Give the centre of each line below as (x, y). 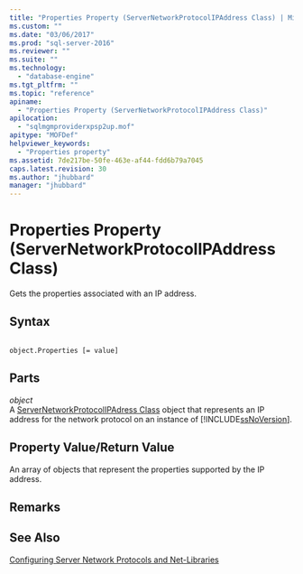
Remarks (35, 507)
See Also (35, 538)
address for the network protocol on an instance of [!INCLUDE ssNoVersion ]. (151, 419)
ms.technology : (38, 69)
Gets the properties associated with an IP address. (103, 293)
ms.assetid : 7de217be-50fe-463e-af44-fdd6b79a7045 (106, 160)
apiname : (26, 102)
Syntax (30, 322)
